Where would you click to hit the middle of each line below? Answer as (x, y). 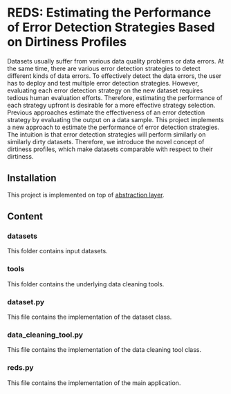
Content (25, 216)
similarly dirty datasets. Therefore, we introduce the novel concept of (106, 141)
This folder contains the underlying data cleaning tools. (86, 284)
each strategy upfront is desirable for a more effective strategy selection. (111, 105)
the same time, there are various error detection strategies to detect (104, 68)
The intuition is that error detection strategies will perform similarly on (107, 134)
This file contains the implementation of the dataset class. (90, 317)
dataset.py (26, 302)
